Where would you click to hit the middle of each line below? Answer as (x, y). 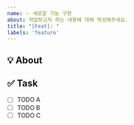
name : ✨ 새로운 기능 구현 (39, 13)
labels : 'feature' (33, 32)
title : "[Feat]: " (33, 26)
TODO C (29, 115)
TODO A (29, 100)
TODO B (29, 107)
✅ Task (23, 84)
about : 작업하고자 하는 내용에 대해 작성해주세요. (68, 20)
